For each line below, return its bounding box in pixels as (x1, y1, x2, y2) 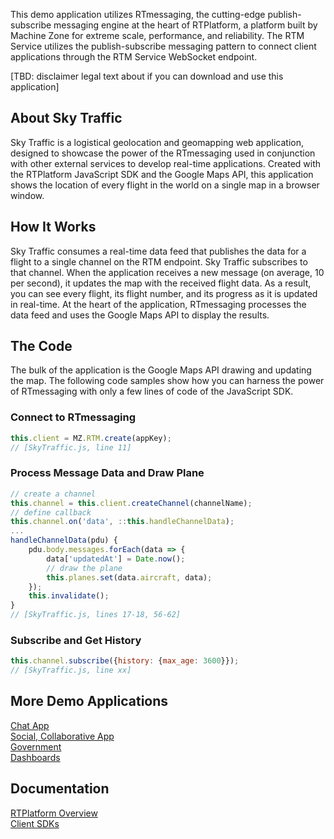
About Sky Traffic (10, 110, 123, 127)
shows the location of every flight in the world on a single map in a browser (10, 179, 320, 191)
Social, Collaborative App (10, 730, 115, 742)
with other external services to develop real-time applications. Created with (10, 157, 322, 169)
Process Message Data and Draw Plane (10, 466, 205, 480)
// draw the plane (46, 563, 123, 573)
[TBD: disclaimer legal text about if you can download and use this (10, 70, 284, 82)
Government (10, 740, 62, 753)
